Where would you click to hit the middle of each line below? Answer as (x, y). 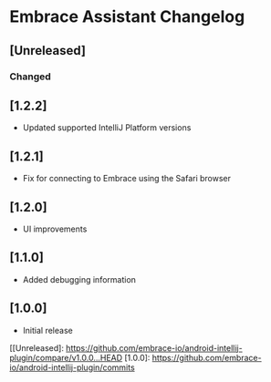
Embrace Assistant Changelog (127, 17)
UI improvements (55, 229)
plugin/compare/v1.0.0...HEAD (66, 357)
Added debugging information (79, 279)
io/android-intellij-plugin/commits (72, 367)
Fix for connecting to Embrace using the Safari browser (126, 179)
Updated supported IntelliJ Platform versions (107, 128)
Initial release (47, 330)
